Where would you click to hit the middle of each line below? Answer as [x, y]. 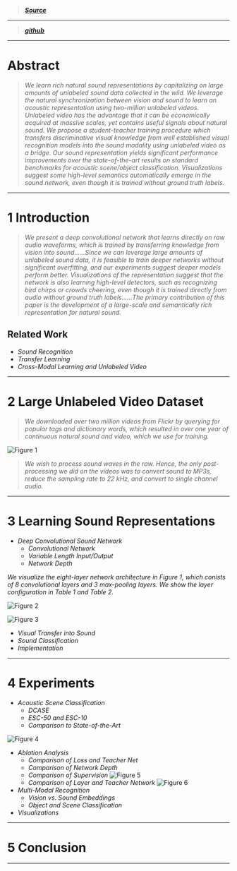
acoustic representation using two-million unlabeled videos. [112, 107]
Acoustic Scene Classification [61, 702]
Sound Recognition [45, 352]
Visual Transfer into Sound [56, 633]
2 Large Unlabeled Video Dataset [106, 401]
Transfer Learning [44, 359]
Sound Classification [48, 640]
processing [41, 471]
